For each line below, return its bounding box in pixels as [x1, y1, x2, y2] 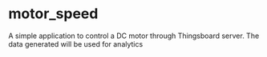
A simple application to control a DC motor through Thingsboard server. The [8, 31, 260, 40]
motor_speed [8, 5, 99, 23]
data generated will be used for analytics [8, 39, 144, 48]
